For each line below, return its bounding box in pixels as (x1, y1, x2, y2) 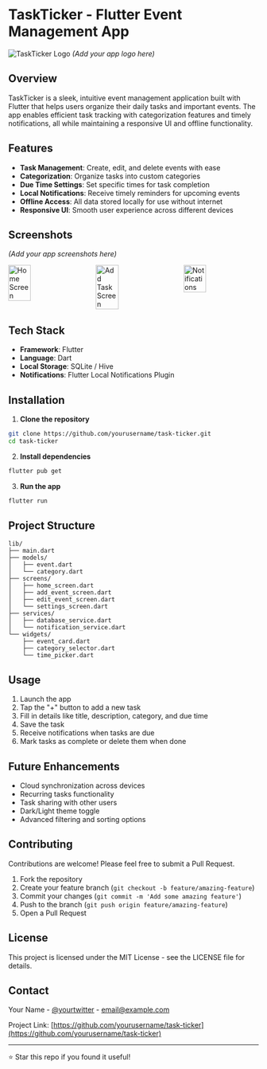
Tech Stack (8, 323, 65, 337)
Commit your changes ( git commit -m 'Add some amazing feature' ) (19, 891, 242, 901)
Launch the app (19, 695, 72, 704)
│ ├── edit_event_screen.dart (8, 596, 115, 604)
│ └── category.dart (8, 568, 83, 576)
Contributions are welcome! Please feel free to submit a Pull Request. (8, 859, 235, 868)
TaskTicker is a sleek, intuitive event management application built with (8, 93, 241, 103)
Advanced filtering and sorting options (19, 814, 146, 824)
